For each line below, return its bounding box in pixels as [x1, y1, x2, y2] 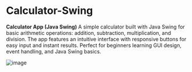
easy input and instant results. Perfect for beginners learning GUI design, [6, 42, 182, 49]
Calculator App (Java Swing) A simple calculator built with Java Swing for [6, 23, 185, 30]
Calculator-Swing [6, 4, 93, 17]
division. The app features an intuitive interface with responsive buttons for [6, 35, 187, 42]
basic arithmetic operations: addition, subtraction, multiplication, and [6, 29, 171, 36]
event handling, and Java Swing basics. [6, 48, 102, 55]
